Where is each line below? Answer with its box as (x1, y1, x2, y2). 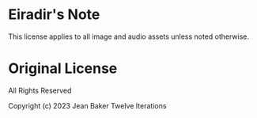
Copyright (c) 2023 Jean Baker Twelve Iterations (8, 101, 167, 110)
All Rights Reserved (8, 86, 72, 95)
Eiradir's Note (8, 6, 100, 24)
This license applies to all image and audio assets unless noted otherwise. (8, 32, 250, 41)
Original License (8, 59, 118, 78)
